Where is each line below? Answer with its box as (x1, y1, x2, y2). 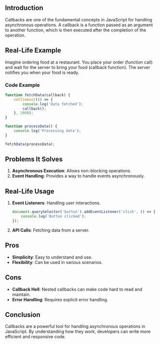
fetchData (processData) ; (5, 142, 55, 147)
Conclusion (5, 311, 41, 319)
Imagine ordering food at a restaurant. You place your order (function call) (5, 59, 153, 65)
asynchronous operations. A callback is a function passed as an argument (5, 22, 153, 28)
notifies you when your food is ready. (5, 69, 80, 75)
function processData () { (5, 124, 57, 129)
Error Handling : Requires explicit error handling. (12, 296, 108, 302)
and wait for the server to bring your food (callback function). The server (5, 64, 150, 70)
